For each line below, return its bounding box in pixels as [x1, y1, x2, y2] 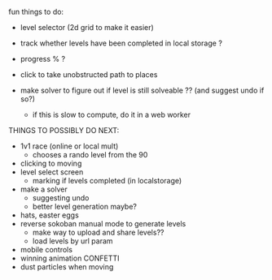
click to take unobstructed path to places [20, 70, 158, 80]
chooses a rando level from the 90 [32, 150, 148, 159]
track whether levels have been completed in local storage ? [20, 38, 222, 48]
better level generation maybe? [32, 202, 137, 211]
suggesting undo [32, 193, 90, 202]
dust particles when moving [20, 262, 114, 271]
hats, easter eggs [20, 210, 79, 220]
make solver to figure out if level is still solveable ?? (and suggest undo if [20, 85, 265, 95]
